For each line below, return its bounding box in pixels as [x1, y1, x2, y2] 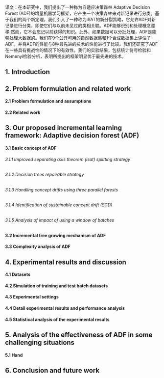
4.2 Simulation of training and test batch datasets [5, 283, 108, 289]
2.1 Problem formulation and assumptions [5, 98, 92, 104]
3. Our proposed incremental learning [5, 124, 122, 132]
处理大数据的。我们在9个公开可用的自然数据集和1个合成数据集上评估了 [9, 35, 151, 41]
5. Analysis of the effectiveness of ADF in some [5, 330, 153, 339]
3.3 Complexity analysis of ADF [5, 243, 71, 249]
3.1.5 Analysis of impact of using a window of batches [5, 217, 114, 223]
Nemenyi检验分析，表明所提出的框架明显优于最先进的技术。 [5, 54, 126, 59]
